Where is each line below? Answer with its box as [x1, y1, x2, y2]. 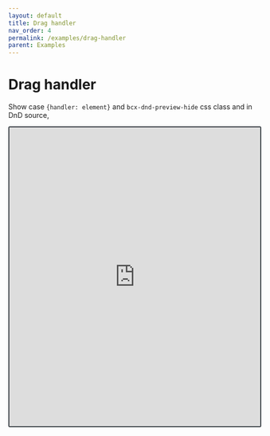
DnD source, [8, 111, 49, 120]
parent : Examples [8, 41, 66, 49]
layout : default [8, 11, 62, 20]
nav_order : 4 [8, 26, 52, 34]
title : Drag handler [8, 19, 77, 27]
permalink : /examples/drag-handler [8, 33, 127, 42]
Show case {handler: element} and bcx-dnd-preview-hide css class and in [8, 102, 252, 112]
